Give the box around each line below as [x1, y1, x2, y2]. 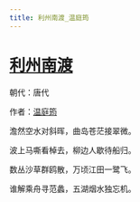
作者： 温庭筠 [9, 106, 57, 117]
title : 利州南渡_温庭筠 [9, 13, 89, 23]
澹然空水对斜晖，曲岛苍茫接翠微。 [9, 125, 136, 136]
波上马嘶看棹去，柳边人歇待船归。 [9, 144, 136, 155]
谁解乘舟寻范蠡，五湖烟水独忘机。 [9, 183, 136, 194]
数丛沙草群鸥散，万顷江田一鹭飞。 [9, 164, 136, 175]
